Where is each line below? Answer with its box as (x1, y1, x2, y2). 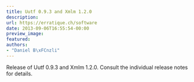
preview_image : (6, 31, 44, 37)
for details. (6, 70, 33, 77)
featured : (6, 36, 31, 42)
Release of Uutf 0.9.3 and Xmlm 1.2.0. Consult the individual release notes (6, 64, 188, 71)
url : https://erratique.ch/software (6, 20, 97, 26)
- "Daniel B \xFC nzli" (6, 48, 60, 53)
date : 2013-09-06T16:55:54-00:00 (6, 25, 90, 31)
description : (6, 14, 39, 20)
